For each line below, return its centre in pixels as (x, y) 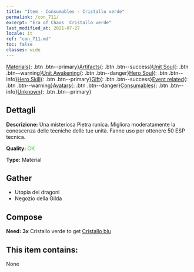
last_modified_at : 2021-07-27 (43, 28)
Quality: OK (21, 148)
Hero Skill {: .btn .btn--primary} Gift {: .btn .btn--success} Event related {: (103, 79)
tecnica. (16, 137)
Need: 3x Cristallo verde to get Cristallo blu (59, 231)
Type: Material (24, 160)
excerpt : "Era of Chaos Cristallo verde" (59, 22)
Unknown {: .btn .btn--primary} (54, 91)
